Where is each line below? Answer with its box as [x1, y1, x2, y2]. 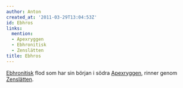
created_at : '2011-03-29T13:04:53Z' [6, 14, 97, 20]
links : [6, 25, 23, 32]
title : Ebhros [6, 53, 42, 59]
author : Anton [6, 8, 42, 15]
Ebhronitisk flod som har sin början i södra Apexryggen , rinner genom [6, 69, 178, 76]
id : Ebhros [6, 20, 33, 26]
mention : [11, 31, 33, 37]
